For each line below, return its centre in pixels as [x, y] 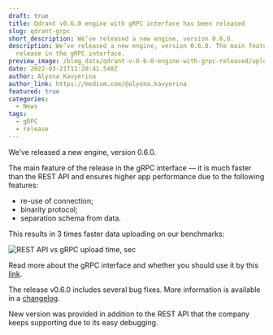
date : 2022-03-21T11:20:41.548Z [63, 69]
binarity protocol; [49, 209]
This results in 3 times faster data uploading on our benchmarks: [117, 234]
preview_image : [34, 62]
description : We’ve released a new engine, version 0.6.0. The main [127, 46]
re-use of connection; [56, 200]
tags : [17, 114]
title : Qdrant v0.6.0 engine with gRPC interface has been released [127, 24]
